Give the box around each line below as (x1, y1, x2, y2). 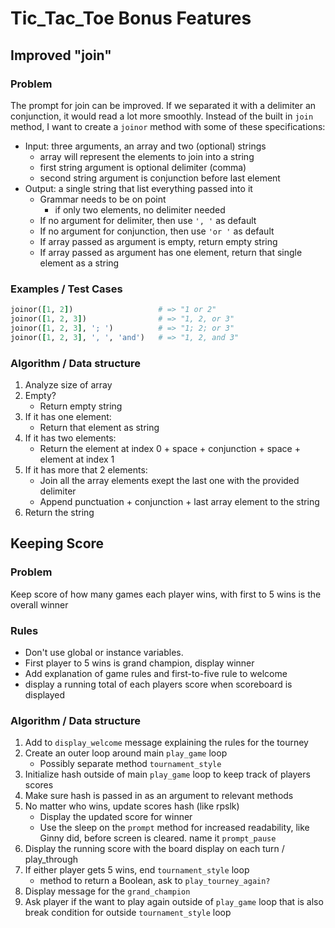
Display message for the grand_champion (24, 885, 191, 897)
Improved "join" (10, 47, 112, 64)
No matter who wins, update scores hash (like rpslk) (24, 800, 240, 812)
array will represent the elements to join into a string (39, 150, 255, 162)
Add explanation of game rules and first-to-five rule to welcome (24, 667, 288, 679)
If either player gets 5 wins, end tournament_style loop (24, 864, 250, 876)
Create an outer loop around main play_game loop (24, 747, 228, 759)
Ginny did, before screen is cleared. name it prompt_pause (39, 832, 277, 844)
